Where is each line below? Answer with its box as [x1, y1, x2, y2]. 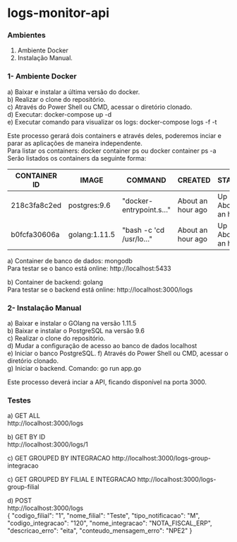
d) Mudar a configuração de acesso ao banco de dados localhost [7, 342, 197, 350]
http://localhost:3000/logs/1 [7, 440, 88, 449]
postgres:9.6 [68, 200, 111, 210]
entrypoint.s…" [122, 204, 171, 214]
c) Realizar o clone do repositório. [7, 334, 106, 342]
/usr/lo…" [122, 233, 153, 243]
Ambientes [7, 30, 46, 40]
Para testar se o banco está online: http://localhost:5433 [7, 264, 171, 272]
